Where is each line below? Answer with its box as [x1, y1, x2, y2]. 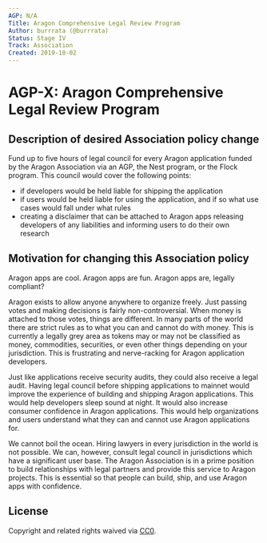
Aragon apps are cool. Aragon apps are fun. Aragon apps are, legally [8, 273, 235, 283]
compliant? [8, 281, 45, 291]
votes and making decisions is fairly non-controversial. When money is [8, 305, 241, 315]
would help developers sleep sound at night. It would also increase [8, 397, 229, 407]
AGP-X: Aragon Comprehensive [8, 83, 224, 102]
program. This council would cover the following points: [8, 171, 192, 180]
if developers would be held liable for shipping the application [19, 186, 224, 195]
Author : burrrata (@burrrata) [8, 26, 110, 34]
